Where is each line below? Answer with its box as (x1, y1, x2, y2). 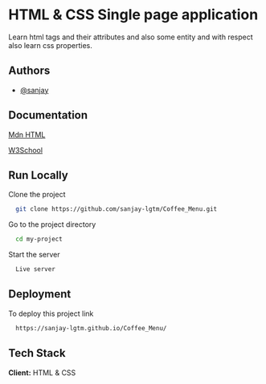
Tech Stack (8, 346, 66, 360)
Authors (8, 64, 51, 78)
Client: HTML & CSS (8, 367, 76, 378)
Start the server (8, 250, 60, 260)
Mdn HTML (8, 130, 46, 139)
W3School (8, 145, 43, 155)
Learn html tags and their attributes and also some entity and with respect (8, 32, 253, 42)
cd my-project (15, 235, 63, 244)
